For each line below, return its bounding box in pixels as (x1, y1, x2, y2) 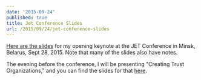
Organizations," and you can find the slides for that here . (6, 67, 147, 75)
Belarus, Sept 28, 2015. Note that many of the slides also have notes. (6, 49, 178, 56)
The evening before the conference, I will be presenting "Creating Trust (6, 61, 185, 68)
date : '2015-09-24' (6, 8, 56, 15)
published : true (6, 15, 47, 21)
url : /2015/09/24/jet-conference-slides (6, 25, 110, 32)
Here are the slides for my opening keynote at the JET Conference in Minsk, (6, 42, 196, 50)
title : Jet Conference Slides (6, 20, 83, 26)
